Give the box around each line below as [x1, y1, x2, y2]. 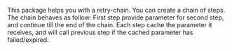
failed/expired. [7, 36, 49, 44]
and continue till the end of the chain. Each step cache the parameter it [7, 21, 212, 29]
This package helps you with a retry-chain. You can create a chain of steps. [7, 6, 226, 14]
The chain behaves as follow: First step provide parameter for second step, [7, 13, 224, 22]
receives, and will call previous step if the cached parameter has [7, 28, 193, 36]
